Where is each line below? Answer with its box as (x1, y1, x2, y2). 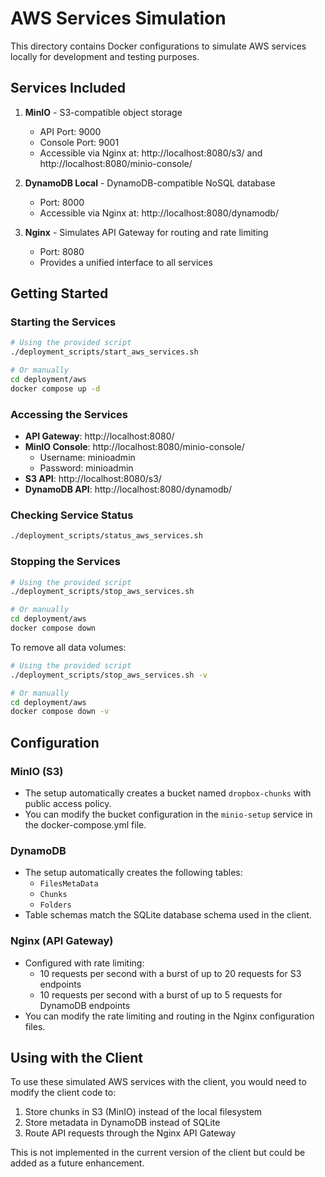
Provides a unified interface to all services (39, 256, 213, 268)
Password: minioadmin (39, 462, 134, 474)
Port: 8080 (39, 245, 85, 257)
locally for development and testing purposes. (10, 50, 200, 62)
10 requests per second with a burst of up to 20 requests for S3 (39, 967, 302, 979)
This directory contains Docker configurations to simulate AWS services (10, 40, 307, 52)
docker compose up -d (10, 383, 101, 394)
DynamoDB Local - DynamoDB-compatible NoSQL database (24, 177, 276, 189)
